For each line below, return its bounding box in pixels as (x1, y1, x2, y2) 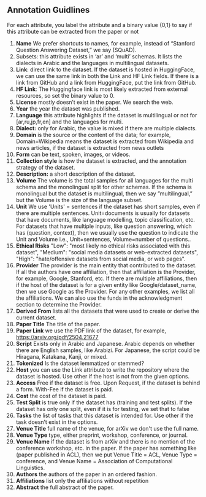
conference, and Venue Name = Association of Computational (15, 457, 173, 464)
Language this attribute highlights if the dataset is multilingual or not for (15, 111, 197, 119)
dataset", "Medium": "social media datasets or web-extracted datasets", (15, 248, 199, 256)
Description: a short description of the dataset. (15, 170, 136, 178)
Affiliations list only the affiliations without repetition (15, 477, 149, 484)
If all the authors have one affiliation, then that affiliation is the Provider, (15, 268, 196, 275)
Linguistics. (15, 464, 45, 471)
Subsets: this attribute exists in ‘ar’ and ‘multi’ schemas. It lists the (15, 52, 183, 60)
